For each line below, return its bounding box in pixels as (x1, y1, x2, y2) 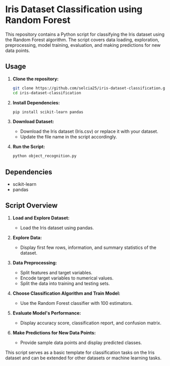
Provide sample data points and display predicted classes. (20, 340, 142, 346)
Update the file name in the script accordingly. (20, 134, 117, 140)
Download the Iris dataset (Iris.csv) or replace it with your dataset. (20, 128, 158, 134)
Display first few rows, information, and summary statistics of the (20, 244, 156, 250)
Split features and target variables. (20, 269, 93, 275)
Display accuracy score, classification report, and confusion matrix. (20, 320, 161, 326)
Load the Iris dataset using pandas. (20, 224, 94, 231)
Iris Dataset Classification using (5, 4, 143, 15)
